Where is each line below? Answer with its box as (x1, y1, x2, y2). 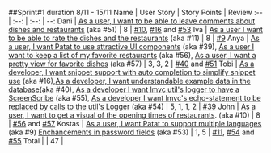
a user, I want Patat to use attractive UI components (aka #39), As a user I (8, 42, 255, 52)
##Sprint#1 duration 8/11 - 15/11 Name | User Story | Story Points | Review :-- (8, 8, 263, 17)
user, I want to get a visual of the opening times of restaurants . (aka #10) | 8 (8, 110, 260, 120)
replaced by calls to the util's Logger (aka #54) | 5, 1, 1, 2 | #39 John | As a (8, 101, 256, 111)
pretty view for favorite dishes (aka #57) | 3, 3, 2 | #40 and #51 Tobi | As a (8, 59, 255, 68)
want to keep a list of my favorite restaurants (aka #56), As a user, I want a (8, 51, 256, 60)
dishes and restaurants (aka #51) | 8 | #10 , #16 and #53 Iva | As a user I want (8, 25, 263, 34)
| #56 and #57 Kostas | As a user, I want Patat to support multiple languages (8, 119, 262, 128)
